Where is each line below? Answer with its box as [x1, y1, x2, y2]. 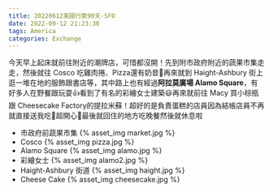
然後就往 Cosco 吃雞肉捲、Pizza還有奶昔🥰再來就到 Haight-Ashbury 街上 [22, 68, 264, 78]
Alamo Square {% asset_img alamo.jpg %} [19, 146, 162, 156]
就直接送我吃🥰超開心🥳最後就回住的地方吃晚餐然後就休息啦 [8, 111, 203, 121]
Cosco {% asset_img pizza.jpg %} [19, 137, 135, 147]
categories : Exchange [8, 34, 82, 43]
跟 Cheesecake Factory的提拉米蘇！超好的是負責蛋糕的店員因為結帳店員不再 [8, 100, 265, 110]
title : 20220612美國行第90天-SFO [8, 11, 115, 20]
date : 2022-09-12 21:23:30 [8, 19, 100, 28]
